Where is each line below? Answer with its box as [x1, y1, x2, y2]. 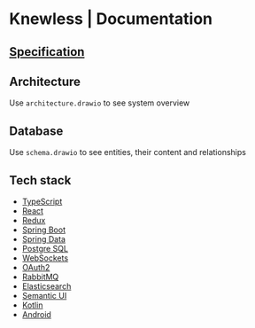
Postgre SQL [21, 244, 69, 254]
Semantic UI [21, 291, 67, 301]
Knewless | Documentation [9, 9, 213, 29]
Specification [9, 44, 85, 59]
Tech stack [9, 173, 72, 188]
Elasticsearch [21, 281, 72, 292]
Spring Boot [21, 224, 66, 235]
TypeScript [21, 196, 63, 207]
